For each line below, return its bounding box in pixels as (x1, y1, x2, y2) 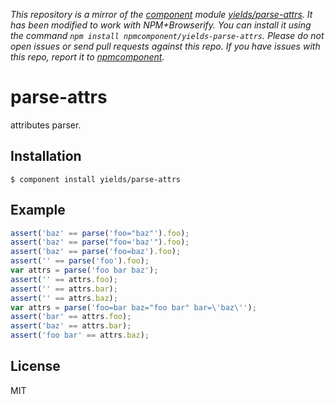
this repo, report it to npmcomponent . (10, 51, 165, 63)
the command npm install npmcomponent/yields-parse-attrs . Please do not (10, 30, 325, 41)
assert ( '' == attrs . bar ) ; (10, 284, 118, 294)
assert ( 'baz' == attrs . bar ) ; (10, 321, 132, 331)
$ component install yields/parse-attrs (10, 174, 182, 184)
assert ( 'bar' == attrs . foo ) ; (10, 312, 132, 322)
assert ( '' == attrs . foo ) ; (10, 274, 118, 284)
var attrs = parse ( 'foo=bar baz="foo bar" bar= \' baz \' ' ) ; (10, 302, 257, 313)
